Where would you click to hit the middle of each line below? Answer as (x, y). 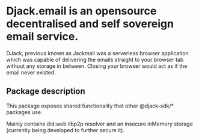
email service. (42, 37)
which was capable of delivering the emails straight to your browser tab (95, 59)
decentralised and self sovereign (90, 24)
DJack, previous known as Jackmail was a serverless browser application (98, 53)
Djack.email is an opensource (81, 11)
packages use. (25, 112)
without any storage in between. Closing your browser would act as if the (97, 66)
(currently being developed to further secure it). (66, 130)
